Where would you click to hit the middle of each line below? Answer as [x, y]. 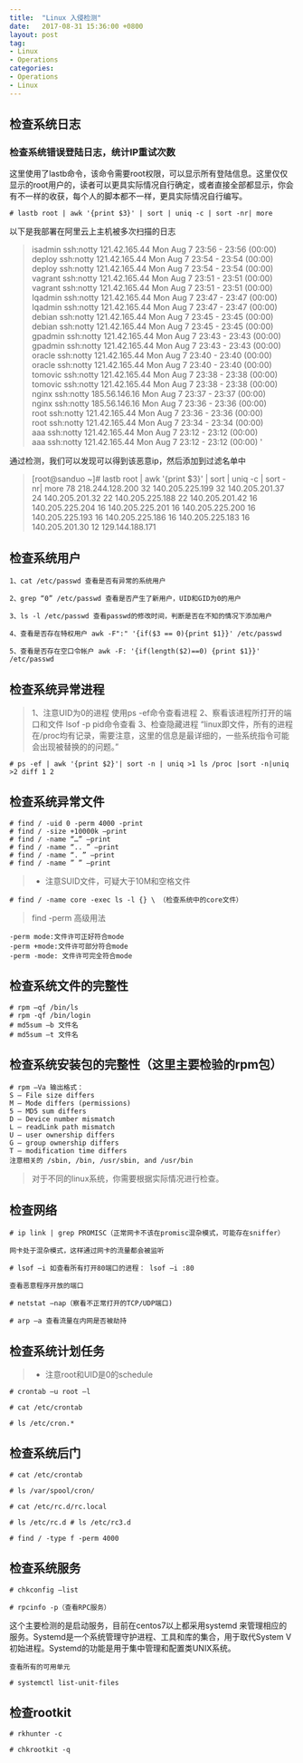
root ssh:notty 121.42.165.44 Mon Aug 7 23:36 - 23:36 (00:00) [147, 413]
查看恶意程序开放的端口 [47, 1286]
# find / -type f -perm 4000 [64, 1538]
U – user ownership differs [62, 1135]
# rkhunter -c [36, 1734]
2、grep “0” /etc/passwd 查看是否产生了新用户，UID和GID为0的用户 [125, 599]
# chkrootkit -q [40, 1750]
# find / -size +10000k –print [68, 831]
